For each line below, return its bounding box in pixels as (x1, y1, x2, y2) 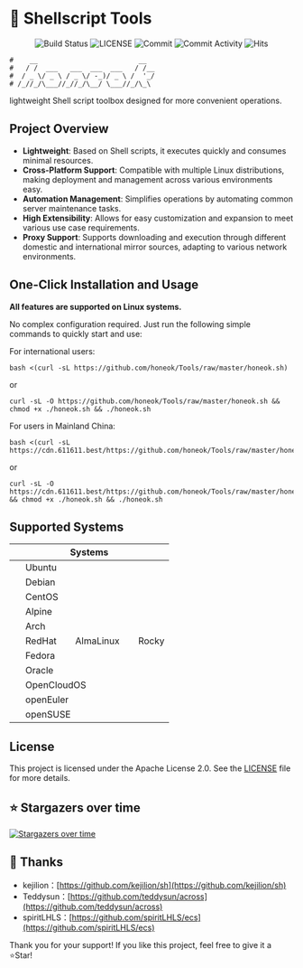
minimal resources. (22, 155, 94, 165)
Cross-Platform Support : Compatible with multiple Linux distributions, (22, 164, 285, 175)
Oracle (25, 664, 54, 677)
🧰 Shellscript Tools (9, 8, 152, 29)
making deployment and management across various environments (22, 174, 273, 184)
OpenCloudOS (25, 679, 87, 691)
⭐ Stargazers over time (9, 800, 142, 815)
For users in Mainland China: (9, 420, 115, 431)
